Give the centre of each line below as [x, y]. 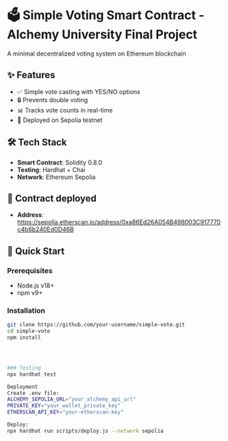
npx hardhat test [32, 374]
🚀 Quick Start [36, 251]
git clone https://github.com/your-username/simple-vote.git [96, 325]
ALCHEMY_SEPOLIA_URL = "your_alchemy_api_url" [72, 400]
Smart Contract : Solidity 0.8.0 [60, 162]
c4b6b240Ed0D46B [45, 230]
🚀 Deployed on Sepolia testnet [60, 120]
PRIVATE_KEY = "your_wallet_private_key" [64, 406]
